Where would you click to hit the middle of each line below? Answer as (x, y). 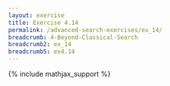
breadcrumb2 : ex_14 (40, 45)
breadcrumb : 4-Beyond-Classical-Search (73, 37)
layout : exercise (36, 15)
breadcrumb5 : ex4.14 (42, 52)
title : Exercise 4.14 (43, 23)
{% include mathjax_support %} (60, 74)
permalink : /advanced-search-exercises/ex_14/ (85, 30)
